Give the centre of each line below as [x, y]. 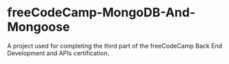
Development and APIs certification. [58, 53]
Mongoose [39, 27]
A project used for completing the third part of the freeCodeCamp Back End [115, 46]
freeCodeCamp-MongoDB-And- [101, 13]
